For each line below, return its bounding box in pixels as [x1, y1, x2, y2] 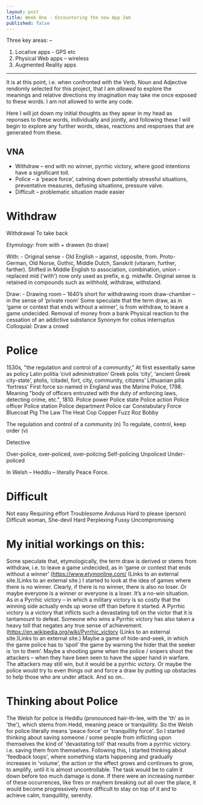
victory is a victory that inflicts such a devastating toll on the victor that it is [6, 609, 193, 616]
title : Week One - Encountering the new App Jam [6, 15, 131, 21]
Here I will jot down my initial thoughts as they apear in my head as [6, 110, 173, 117]
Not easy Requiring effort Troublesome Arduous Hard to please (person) [6, 510, 186, 517]
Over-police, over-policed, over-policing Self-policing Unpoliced [6, 450, 166, 458]
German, [6, 260, 28, 267]
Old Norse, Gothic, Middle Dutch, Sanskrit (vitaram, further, [29, 260, 176, 267]
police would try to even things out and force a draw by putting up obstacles [6, 666, 196, 674]
